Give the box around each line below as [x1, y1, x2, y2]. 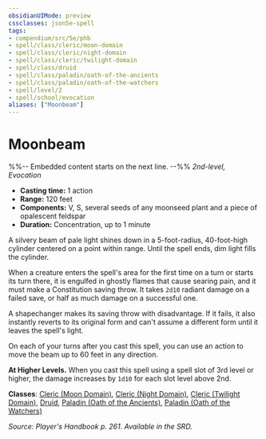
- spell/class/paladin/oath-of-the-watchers [8, 78, 159, 86]
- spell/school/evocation [8, 94, 94, 102]
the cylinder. [8, 253, 50, 262]
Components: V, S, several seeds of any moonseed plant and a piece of [19, 203, 258, 213]
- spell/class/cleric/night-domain [8, 49, 127, 57]
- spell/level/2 [8, 86, 62, 94]
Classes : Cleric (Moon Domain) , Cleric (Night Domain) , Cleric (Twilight [8, 389, 240, 399]
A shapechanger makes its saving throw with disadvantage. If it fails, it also [8, 309, 256, 318]
